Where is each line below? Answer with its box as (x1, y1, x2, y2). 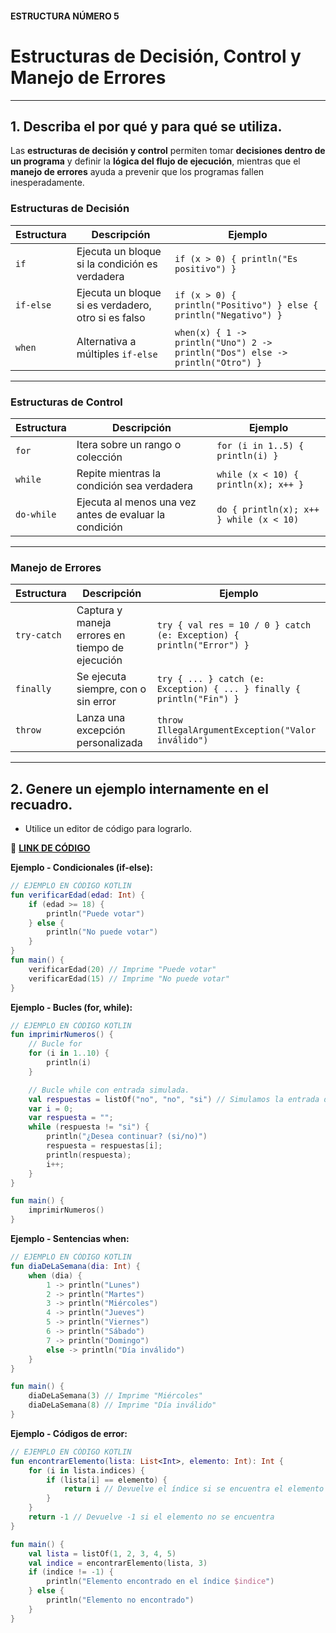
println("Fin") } (156, 693, 240, 705)
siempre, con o (76, 682, 147, 696)
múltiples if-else (76, 347, 158, 361)
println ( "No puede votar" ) (46, 927, 159, 937)
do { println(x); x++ (216, 503, 320, 515)
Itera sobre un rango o (76, 437, 182, 451)
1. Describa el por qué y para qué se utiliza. (10, 118, 283, 135)
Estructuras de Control (10, 395, 123, 409)
